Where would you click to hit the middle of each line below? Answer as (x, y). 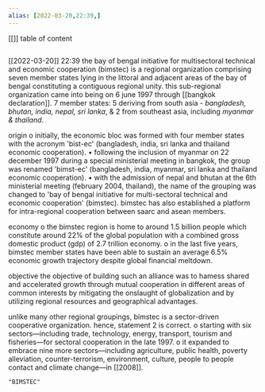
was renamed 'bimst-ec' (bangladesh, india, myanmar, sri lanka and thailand (133, 169)
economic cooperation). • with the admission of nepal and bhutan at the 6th (132, 177)
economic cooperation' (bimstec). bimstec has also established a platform (129, 203)
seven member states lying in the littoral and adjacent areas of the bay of (128, 77)
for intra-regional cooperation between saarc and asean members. (117, 211)
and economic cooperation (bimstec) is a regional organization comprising (130, 69)
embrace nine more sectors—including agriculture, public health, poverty (128, 350)
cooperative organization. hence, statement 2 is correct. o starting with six (130, 325)
